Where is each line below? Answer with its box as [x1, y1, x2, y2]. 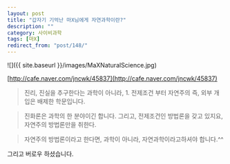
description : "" [7, 23, 54, 30]
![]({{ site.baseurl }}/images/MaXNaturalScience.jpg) [7, 61, 157, 69]
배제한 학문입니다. [37, 97, 86, 105]
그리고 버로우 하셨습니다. [7, 150, 74, 158]
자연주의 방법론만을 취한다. [23, 121, 97, 128]
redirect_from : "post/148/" [7, 42, 88, 49]
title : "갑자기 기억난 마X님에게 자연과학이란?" [7, 17, 126, 23]
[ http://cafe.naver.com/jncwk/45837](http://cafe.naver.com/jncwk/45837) [7, 74, 218, 83]
